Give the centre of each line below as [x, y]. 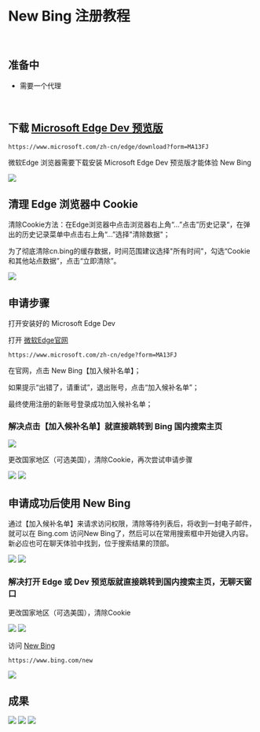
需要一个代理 [40, 85]
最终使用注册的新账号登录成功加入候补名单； [81, 404]
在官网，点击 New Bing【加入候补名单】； [75, 371]
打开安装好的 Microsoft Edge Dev [62, 323]
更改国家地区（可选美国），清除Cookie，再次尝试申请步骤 [101, 460]
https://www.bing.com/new [50, 660]
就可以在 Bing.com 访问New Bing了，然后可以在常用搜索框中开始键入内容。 [130, 534]
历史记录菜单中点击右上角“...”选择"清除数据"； [96, 235]
